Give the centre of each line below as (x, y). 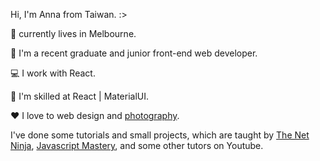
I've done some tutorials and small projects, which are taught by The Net (160, 135)
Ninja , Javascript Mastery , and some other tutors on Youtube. (137, 145)
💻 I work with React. (53, 73)
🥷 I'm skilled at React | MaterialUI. (80, 96)
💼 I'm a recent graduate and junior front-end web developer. (134, 53)
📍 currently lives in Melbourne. (73, 33)
